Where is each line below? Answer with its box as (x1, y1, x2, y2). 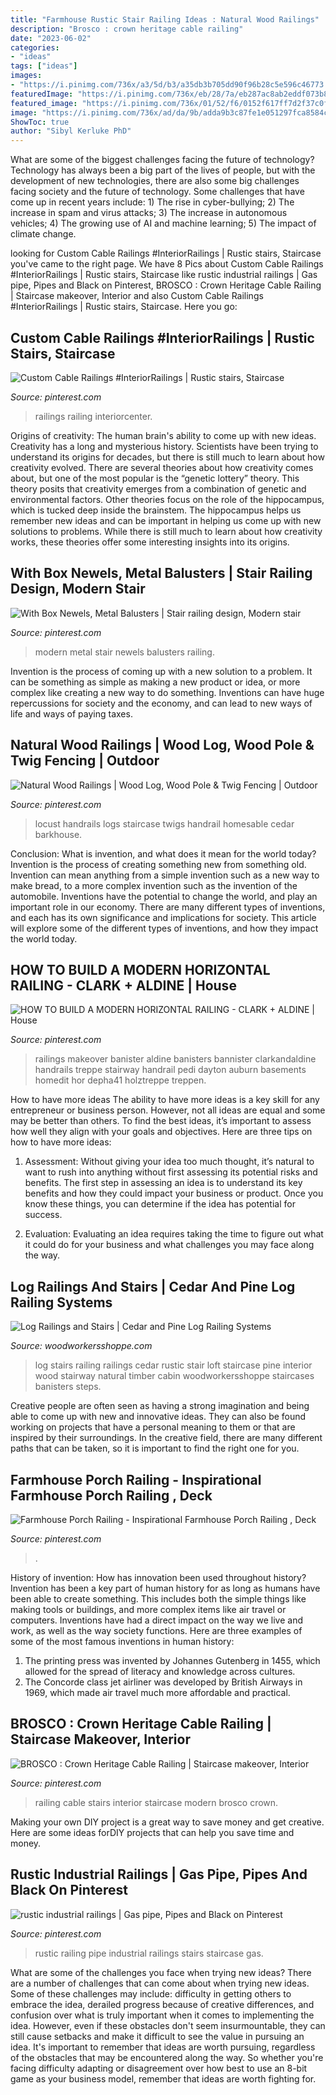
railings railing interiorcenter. (34, 410, 153, 422)
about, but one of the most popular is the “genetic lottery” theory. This (10, 472, 300, 484)
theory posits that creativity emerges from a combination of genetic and (10, 482, 307, 495)
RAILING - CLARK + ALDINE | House (10, 977, 237, 994)
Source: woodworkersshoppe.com (10, 1340, 153, 1352)
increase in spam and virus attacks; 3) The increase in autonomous (10, 207, 288, 219)
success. (24, 1209, 63, 1221)
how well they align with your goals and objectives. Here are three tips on (10, 1126, 313, 1138)
